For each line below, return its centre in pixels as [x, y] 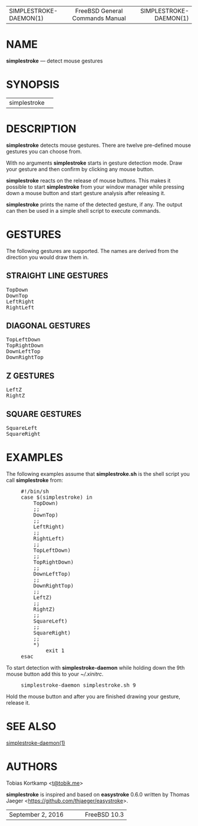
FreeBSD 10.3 [105, 814]
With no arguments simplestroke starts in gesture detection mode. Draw [94, 163]
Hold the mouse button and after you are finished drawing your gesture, [93, 696]
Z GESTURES [30, 376]
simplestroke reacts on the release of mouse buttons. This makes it [88, 180]
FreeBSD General [99, 11]
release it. [18, 702]
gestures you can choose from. [44, 151]
